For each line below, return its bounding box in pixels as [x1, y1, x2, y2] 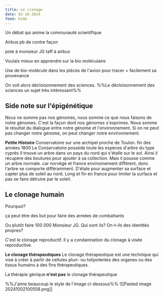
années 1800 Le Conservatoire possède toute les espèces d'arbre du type [5, 145, 155, 151]
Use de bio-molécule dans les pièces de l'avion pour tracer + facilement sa [5, 68, 157, 73]
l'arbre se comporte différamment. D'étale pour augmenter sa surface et [5, 166, 151, 172]
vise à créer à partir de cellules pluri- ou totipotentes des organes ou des [5, 257, 152, 262]
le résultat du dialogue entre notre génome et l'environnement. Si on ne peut [5, 125, 159, 131]
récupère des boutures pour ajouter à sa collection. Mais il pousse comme [5, 155, 155, 161]
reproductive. [5, 242, 32, 248]
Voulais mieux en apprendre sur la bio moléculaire [5, 58, 106, 64]
